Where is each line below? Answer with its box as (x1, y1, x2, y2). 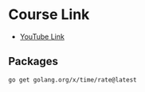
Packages (8, 55, 58, 68)
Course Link (8, 6, 90, 24)
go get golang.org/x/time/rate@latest (8, 75, 137, 84)
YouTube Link (19, 32, 65, 41)
